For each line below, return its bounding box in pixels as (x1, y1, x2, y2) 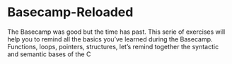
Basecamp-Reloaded (7, 4, 134, 20)
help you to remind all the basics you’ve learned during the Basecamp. (7, 34, 214, 43)
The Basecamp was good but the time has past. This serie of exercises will (7, 27, 226, 36)
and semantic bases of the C (7, 50, 91, 58)
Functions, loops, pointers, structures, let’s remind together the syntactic (7, 42, 219, 51)
